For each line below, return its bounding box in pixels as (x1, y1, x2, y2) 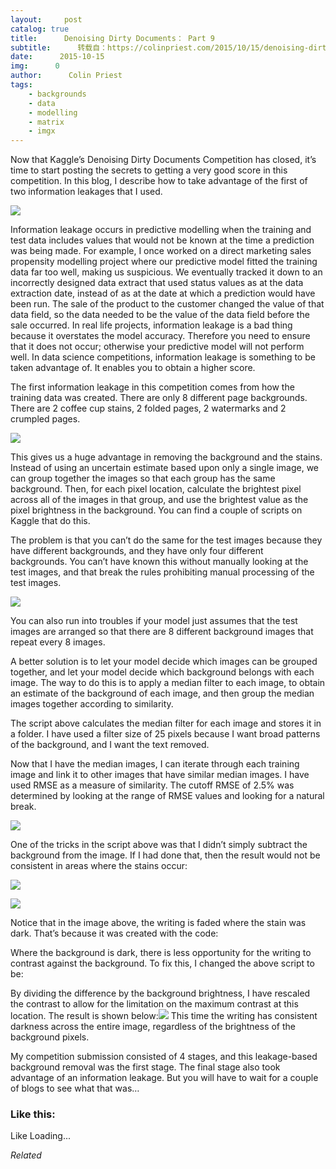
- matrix (28, 117, 65, 127)
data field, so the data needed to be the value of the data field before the (10, 309, 310, 321)
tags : (10, 80, 33, 90)
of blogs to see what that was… (10, 1082, 140, 1095)
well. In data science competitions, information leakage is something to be (10, 351, 316, 363)
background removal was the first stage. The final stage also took (10, 1061, 281, 1073)
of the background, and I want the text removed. (10, 739, 210, 751)
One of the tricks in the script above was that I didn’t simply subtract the (10, 839, 308, 851)
